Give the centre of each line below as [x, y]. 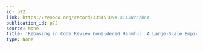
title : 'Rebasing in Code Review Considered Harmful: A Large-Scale [94, 34]
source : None [23, 28]
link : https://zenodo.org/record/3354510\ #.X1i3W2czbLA [78, 17]
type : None [20, 39]
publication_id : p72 [32, 23]
